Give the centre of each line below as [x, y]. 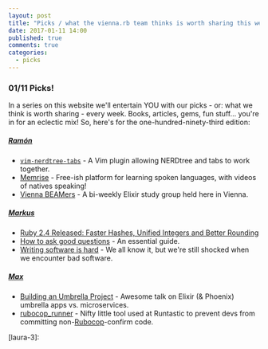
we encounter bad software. [66, 258]
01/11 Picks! [31, 88]
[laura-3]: [24, 337]
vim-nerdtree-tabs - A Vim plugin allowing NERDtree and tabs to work [135, 161]
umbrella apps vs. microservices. [74, 305]
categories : [28, 53]
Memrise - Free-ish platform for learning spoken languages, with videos [138, 178]
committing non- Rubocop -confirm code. [87, 322]
